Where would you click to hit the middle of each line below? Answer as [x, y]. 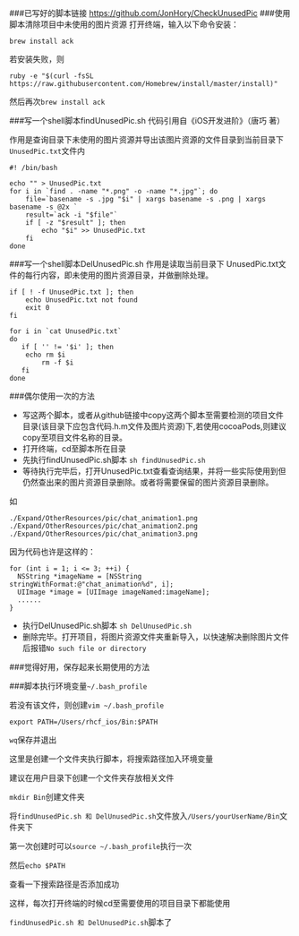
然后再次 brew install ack [57, 102]
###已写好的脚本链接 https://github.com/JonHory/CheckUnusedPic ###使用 [150, 13]
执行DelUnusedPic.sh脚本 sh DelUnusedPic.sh [107, 626]
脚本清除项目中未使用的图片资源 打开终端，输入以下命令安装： [124, 24]
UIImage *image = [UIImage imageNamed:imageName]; [114, 592]
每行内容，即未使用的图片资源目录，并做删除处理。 [119, 275]
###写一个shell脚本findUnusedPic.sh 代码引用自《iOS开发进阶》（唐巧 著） [147, 120]
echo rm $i [46, 355]
